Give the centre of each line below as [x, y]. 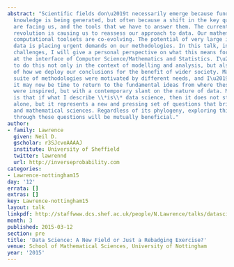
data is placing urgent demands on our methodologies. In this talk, [116, 46]
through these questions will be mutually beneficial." [96, 117]
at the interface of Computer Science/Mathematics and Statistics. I [116, 59]
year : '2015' [26, 253]
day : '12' [22, 181]
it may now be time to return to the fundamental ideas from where [114, 85]
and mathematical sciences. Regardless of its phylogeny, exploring [115, 111]
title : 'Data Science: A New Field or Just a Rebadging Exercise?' [107, 240]
